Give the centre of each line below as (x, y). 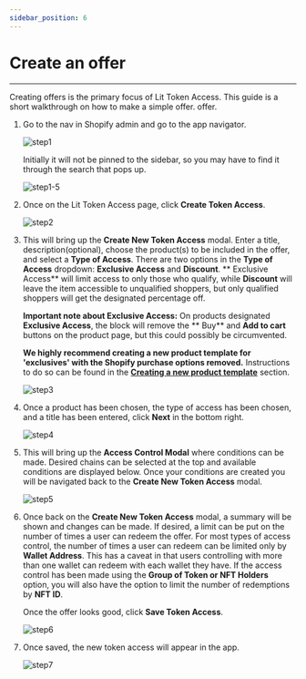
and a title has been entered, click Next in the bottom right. (133, 417)
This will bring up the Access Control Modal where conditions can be (153, 452)
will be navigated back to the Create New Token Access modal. (142, 481)
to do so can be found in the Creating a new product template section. (156, 372)
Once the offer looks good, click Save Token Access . (123, 612)
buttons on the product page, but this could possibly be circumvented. (155, 334)
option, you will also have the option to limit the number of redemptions (156, 584)
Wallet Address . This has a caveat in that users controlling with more (152, 555)
